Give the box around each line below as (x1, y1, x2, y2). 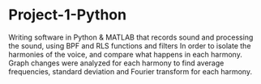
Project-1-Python (8, 6, 127, 24)
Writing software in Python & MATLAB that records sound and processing (8, 32, 254, 42)
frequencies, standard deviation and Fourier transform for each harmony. (8, 66, 253, 76)
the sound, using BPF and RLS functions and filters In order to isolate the (8, 40, 251, 50)
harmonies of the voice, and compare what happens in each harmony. (8, 49, 243, 59)
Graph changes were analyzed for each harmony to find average (8, 58, 225, 68)
